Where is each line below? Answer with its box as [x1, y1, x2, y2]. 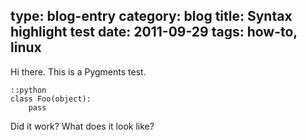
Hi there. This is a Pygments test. [10, 65, 147, 78]
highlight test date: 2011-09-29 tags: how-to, [10, 24, 298, 41]
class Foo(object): [10, 94, 92, 104]
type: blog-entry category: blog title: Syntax [10, 8, 293, 25]
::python [10, 85, 47, 95]
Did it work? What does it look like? [10, 120, 155, 132]
